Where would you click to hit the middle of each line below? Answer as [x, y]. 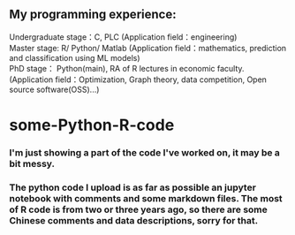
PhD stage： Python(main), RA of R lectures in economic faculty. [127, 68]
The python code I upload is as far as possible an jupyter [132, 187]
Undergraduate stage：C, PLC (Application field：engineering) [123, 37]
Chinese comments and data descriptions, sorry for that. [134, 220]
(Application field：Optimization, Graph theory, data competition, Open [138, 80]
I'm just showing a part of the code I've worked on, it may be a [145, 152]
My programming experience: [93, 15]
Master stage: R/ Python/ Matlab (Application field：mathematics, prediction [148, 48]
